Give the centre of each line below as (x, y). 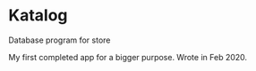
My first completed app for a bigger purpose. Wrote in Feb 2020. (128, 57)
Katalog (38, 16)
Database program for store (60, 40)
